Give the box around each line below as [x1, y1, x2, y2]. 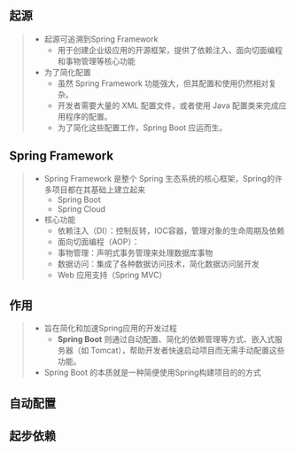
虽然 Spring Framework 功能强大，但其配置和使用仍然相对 [57, 78, 269, 89]
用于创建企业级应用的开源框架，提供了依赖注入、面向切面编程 [57, 44, 283, 55]
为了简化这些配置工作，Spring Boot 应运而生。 [57, 122, 228, 133]
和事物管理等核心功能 [57, 56, 136, 66]
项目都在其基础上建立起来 [51, 184, 146, 195]
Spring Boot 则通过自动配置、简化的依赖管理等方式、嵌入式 [57, 334, 276, 345]
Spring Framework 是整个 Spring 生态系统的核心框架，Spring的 [43, 173, 275, 183]
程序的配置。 [65, 111, 113, 121]
